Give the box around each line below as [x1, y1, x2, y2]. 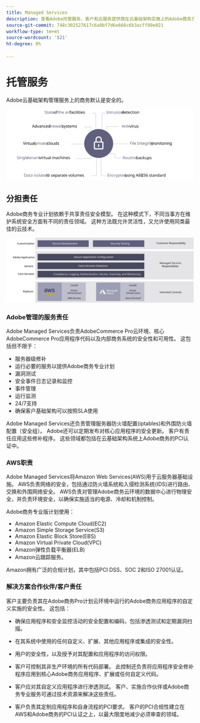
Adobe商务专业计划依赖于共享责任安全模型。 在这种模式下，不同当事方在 [6, 210, 186, 217]
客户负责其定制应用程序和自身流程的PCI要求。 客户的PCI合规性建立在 [14, 703, 185, 710]
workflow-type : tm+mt [6, 29, 60, 35]
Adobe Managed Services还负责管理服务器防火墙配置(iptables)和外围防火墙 [6, 420, 192, 427]
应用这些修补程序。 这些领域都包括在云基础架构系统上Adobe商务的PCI [11, 435, 184, 442]
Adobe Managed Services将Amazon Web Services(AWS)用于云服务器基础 [6, 473, 188, 481]
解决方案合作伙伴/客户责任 [6, 582, 82, 591]
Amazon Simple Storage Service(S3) [14, 526, 105, 534]
